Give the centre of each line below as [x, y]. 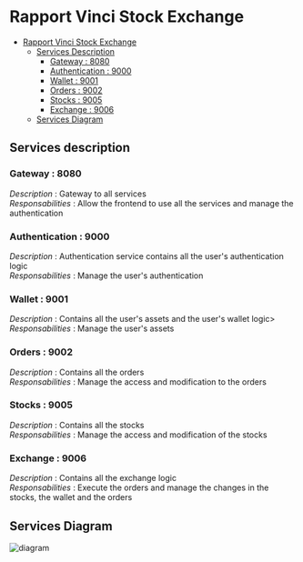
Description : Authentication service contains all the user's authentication [147, 256]
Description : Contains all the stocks [77, 425]
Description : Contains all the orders [77, 372]
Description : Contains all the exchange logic [93, 478]
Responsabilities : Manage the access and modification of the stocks [138, 435]
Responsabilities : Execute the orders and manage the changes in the [139, 487]
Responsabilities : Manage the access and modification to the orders [138, 381]
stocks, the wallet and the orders [71, 497]
